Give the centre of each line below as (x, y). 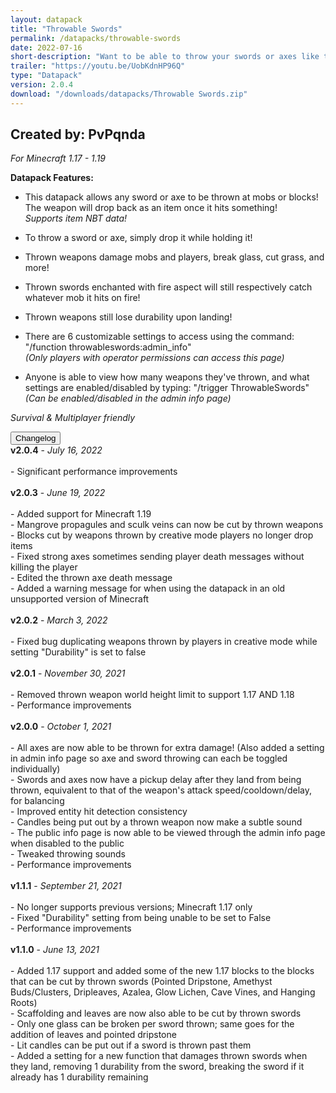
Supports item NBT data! (76, 218)
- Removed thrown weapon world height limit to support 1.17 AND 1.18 (152, 695)
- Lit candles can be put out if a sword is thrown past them (131, 1045)
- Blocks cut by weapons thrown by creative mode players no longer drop (162, 535)
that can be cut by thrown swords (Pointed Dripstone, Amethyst (141, 982)
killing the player (44, 567)
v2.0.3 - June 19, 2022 (58, 493)
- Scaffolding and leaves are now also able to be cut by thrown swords (156, 1013)
